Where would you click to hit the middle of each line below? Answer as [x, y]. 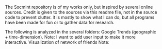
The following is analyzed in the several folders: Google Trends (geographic [81, 32]
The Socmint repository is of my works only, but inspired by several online [79, 7]
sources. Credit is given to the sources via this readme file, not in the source [81, 12]
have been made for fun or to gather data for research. [60, 22]
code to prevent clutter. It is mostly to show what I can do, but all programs [80, 17]
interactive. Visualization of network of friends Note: [57, 42]
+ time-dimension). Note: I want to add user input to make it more [70, 37]
